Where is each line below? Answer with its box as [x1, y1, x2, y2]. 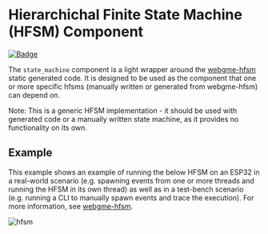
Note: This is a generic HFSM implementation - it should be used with [8, 106, 238, 115]
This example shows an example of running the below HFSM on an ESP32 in [8, 167, 260, 177]
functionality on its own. [8, 123, 88, 132]
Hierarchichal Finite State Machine [8, 6, 242, 24]
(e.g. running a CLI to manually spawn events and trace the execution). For [8, 192, 254, 202]
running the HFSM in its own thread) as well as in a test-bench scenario [8, 184, 244, 194]
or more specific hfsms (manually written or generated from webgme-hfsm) [8, 82, 258, 91]
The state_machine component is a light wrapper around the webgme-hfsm [8, 64, 256, 74]
